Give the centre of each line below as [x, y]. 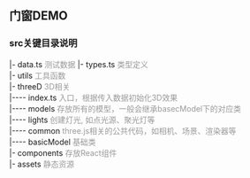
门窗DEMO [38, 16]
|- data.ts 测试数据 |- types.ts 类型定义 [79, 64]
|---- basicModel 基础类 [53, 142]
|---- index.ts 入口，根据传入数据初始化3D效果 [94, 97]
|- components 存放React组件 [63, 152]
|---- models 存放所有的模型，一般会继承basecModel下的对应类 [125, 108]
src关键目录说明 [43, 43]
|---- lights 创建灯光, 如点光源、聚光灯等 [82, 120]
